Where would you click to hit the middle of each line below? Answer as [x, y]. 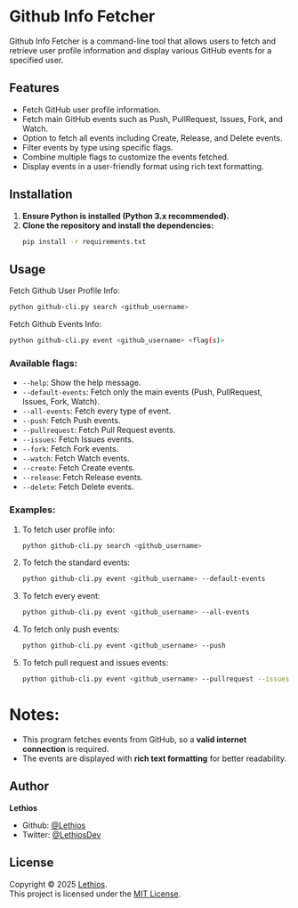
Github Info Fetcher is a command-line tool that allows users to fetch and [143, 41]
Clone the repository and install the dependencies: [118, 225]
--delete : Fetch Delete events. [78, 487]
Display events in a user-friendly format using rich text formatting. [143, 166]
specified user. [36, 60]
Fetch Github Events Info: [56, 324]
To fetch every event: [61, 596]
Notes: [35, 715]
